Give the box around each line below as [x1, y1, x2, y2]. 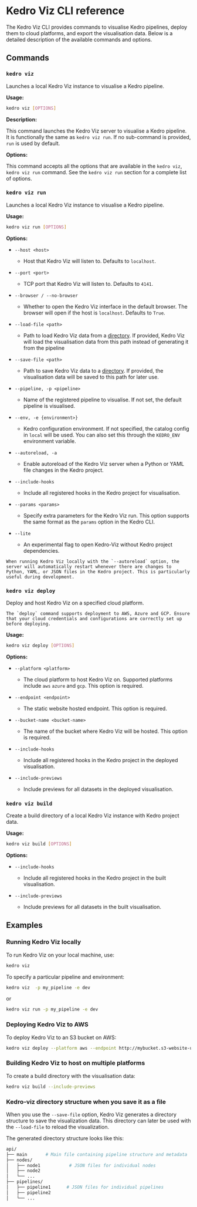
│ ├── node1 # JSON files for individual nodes [6, 1162, 157, 1168]
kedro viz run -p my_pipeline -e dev [6, 1006, 98, 1013]
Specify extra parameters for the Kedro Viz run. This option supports [23, 512, 189, 519]
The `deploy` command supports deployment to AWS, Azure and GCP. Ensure [6, 610, 191, 617]
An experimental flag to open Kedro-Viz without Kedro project [23, 541, 173, 548]
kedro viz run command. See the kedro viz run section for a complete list [6, 168, 187, 175]
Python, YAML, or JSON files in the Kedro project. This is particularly [6, 569, 191, 574]
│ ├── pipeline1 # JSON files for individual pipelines [6, 1184, 164, 1191]
